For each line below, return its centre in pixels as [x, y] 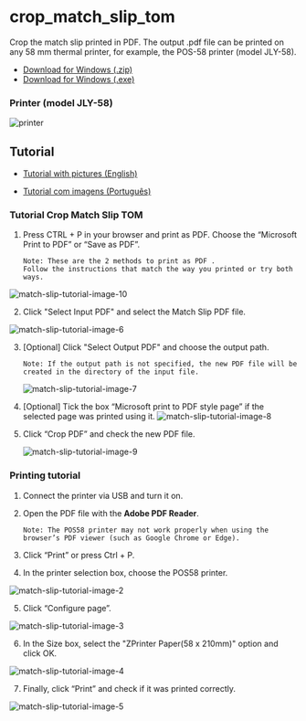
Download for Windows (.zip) [78, 69]
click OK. [40, 653]
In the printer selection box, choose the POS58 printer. [125, 572]
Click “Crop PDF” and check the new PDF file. [109, 434]
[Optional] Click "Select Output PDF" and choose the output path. [146, 347]
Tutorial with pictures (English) [80, 174]
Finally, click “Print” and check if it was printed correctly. [129, 688]
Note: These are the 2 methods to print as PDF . [119, 261]
